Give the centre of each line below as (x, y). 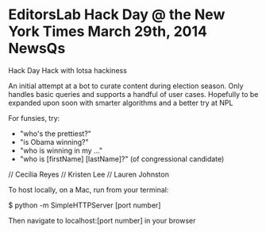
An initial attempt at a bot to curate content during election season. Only (126, 86)
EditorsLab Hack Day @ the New (117, 15)
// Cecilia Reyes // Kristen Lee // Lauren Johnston (89, 174)
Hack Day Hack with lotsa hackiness (67, 70)
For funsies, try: (34, 118)
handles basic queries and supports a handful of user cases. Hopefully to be (133, 94)
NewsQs (37, 49)
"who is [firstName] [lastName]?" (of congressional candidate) (122, 159)
